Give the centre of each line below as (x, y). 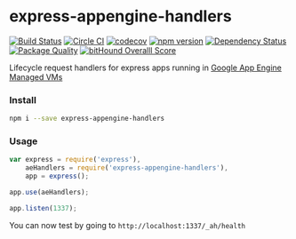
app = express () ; (57, 176)
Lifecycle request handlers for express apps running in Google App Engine (146, 68)
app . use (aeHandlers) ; (49, 193)
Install (23, 100)
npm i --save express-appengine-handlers (87, 119)
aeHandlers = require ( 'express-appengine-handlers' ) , (127, 168)
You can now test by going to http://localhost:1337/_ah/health (128, 225)
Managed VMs (36, 76)
